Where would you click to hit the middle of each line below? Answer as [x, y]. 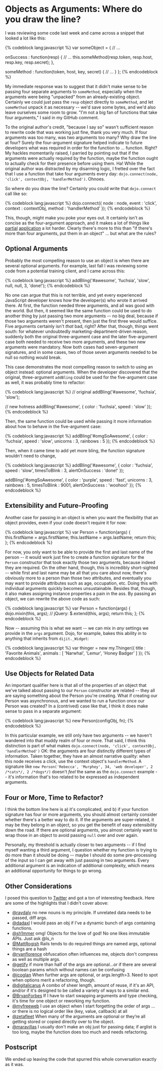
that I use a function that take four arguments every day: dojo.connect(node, [81, 174]
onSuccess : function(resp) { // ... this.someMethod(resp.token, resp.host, [79, 57]
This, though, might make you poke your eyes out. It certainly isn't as [74, 218]
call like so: [16, 194]
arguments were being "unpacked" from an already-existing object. [72, 97]
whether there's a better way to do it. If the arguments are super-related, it [80, 820]
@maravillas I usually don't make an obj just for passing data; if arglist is [84, 1027]
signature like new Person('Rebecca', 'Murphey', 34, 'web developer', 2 [79, 766]
